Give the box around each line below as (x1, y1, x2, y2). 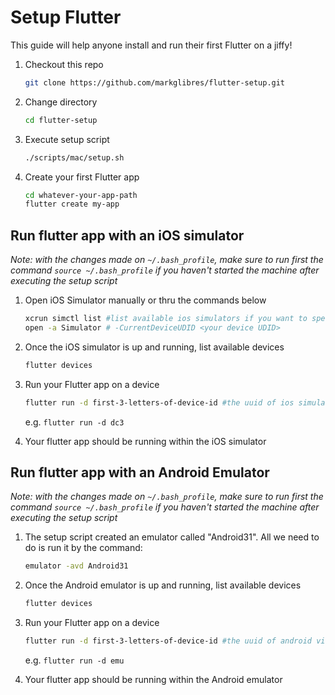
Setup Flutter (10, 6, 122, 29)
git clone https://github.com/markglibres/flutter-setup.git (24, 77, 286, 88)
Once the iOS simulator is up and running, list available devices (24, 341, 285, 353)
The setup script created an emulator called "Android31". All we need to (24, 531, 320, 543)
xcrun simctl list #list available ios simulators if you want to (24, 314, 308, 324)
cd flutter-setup (24, 115, 98, 125)
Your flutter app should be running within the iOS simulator (24, 435, 267, 447)
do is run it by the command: (24, 542, 143, 554)
